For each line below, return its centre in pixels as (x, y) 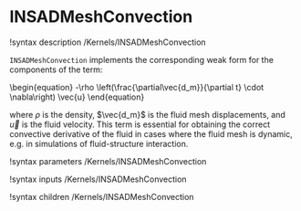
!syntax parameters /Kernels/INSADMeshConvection (108, 161)
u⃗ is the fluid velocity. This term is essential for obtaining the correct (140, 124)
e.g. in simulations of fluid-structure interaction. (99, 143)
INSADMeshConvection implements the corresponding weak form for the (141, 59)
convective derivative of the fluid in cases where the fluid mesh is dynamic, (151, 133)
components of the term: (56, 69)
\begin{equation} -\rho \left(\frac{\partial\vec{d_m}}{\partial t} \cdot (137, 87)
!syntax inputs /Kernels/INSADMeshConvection (98, 179)
